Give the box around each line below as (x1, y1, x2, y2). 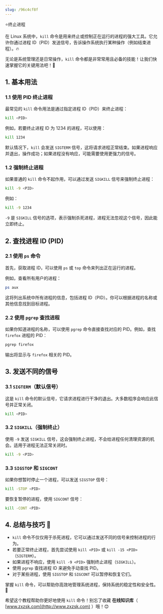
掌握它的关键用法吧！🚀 (9, 62, 55, 68)
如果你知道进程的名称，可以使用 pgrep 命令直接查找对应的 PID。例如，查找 (5, 326, 156, 332)
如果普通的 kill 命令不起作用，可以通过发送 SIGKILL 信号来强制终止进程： (5, 176, 155, 182)
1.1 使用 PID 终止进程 (5, 94, 53, 101)
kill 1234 (5, 135, 26, 140)
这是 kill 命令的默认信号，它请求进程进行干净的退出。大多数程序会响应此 (5, 395, 154, 401)
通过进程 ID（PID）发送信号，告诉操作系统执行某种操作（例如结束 (13, 39, 147, 45)
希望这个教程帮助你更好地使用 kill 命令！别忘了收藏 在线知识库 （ (5, 597, 138, 603)
